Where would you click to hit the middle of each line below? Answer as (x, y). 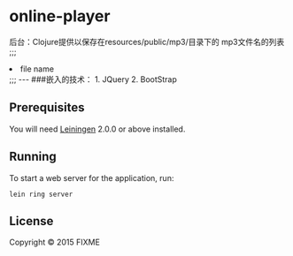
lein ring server (41, 194)
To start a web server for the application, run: (92, 177)
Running (33, 157)
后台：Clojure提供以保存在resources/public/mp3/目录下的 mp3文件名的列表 (147, 41)
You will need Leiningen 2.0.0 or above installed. (97, 129)
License (31, 221)
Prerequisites (47, 108)
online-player (60, 16)
